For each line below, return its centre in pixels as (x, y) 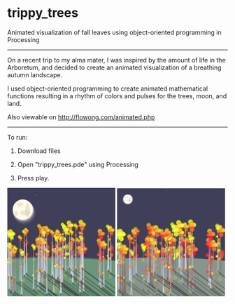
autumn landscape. (35, 74)
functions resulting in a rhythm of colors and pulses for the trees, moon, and (117, 95)
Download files (39, 151)
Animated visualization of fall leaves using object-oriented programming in (114, 32)
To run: (17, 137)
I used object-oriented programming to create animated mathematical (108, 88)
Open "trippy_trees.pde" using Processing (78, 164)
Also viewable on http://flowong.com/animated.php (81, 117)
